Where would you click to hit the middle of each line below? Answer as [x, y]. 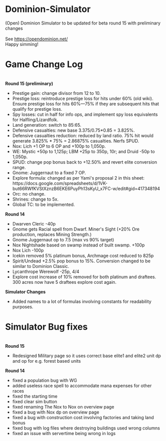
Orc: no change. [29, 194]
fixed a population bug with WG [45, 380]
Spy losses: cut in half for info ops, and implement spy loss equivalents [85, 114]
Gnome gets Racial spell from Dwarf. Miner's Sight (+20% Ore [76, 229]
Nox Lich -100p [28, 250]
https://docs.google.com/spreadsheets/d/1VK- [60, 183]
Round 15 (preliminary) [29, 83]
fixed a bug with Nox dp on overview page [56, 412]
